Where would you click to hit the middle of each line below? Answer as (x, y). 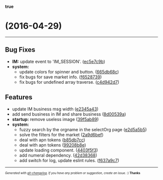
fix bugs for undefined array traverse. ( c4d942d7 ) (69, 82)
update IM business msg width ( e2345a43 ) (55, 109)
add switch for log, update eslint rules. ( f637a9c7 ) (69, 160)
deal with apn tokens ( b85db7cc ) (52, 140)
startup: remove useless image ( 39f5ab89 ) (55, 119)
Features (19, 97)
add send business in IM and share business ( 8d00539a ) (69, 114)
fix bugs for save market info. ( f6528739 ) (60, 77)
